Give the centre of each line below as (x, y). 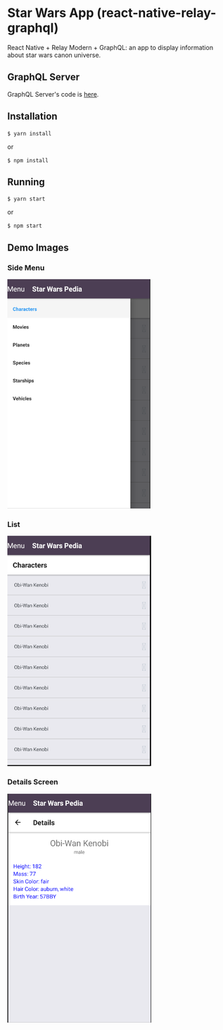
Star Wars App (51, 13)
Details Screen (33, 782)
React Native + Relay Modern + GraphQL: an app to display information (110, 47)
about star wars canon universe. (54, 55)
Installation (32, 117)
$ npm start (25, 226)
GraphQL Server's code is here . (53, 94)
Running (26, 182)
